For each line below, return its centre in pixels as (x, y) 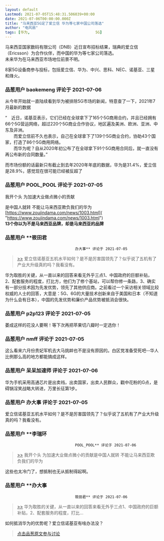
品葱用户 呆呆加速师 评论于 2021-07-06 (51, 370)
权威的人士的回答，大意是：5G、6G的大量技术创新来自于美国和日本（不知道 (81, 293)
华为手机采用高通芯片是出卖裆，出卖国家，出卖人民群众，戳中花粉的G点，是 (82, 382)
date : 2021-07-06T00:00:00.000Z (38, 19)
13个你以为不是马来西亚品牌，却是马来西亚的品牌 (54, 223)
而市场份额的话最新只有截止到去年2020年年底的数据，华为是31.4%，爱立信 (81, 165)
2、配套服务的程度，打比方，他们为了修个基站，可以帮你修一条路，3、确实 (81, 281)
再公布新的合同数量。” (26, 154)
